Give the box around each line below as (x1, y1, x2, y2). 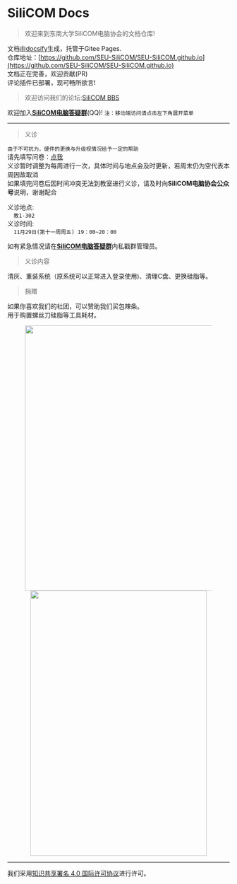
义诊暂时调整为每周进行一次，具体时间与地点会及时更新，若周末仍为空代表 (7, 161, 224, 170)
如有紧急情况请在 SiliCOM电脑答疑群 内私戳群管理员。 (7, 242, 162, 250)
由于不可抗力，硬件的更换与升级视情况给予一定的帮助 (7, 145, 139, 153)
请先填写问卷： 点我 (7, 152, 63, 161)
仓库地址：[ (7, 53, 41, 62)
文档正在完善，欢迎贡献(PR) (7, 69, 88, 78)
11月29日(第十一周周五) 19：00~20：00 (13, 228, 117, 235)
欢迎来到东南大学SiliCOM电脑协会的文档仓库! (24, 29, 155, 37)
